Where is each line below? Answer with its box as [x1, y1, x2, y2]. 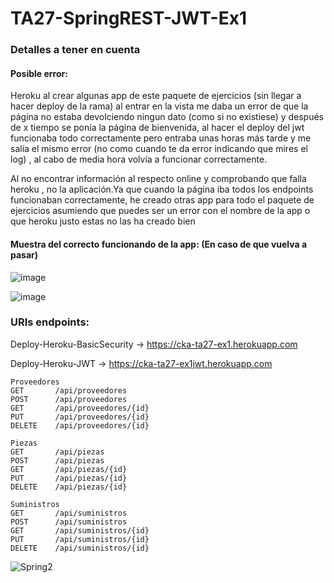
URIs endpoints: [10, 315, 90, 329]
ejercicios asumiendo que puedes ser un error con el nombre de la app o [10, 205, 311, 217]
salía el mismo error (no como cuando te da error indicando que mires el [10, 143, 308, 155]
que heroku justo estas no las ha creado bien [10, 215, 196, 227]
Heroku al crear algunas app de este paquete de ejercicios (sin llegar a [10, 90, 302, 102]
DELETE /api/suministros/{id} [10, 543, 150, 553]
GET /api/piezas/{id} [10, 464, 128, 474]
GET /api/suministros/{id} [10, 525, 150, 536]
